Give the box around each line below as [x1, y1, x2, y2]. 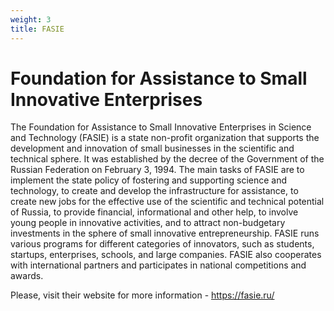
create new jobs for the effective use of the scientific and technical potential [10, 196, 325, 208]
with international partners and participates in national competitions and [10, 259, 307, 271]
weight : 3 [10, 14, 52, 25]
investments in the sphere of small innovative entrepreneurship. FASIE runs [10, 227, 320, 240]
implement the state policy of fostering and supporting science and [10, 174, 288, 186]
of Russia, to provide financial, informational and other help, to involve [10, 206, 299, 218]
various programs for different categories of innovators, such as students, [10, 238, 315, 250]
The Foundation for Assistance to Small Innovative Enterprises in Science [10, 121, 312, 133]
